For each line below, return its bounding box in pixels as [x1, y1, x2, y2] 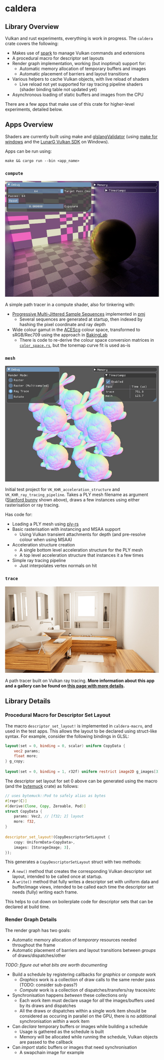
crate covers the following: [5, 41, 59, 47]
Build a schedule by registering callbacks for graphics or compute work [12, 971, 156, 977]
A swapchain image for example [19, 1049, 84, 1055]
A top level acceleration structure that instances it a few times [19, 552, 144, 558]
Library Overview [5, 23, 59, 31]
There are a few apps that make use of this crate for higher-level [5, 101, 135, 107]
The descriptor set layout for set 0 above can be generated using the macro [5, 778, 158, 784]
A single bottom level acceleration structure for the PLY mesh [19, 547, 143, 553]
